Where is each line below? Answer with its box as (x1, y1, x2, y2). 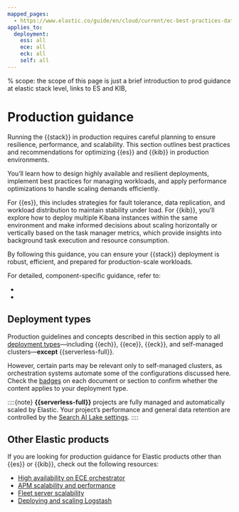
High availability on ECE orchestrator (17, 473, 126, 482)
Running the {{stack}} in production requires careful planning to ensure (7, 133, 216, 141)
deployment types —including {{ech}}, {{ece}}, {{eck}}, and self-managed (7, 339, 223, 348)
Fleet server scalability (17, 489, 85, 498)
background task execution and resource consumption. (7, 236, 169, 245)
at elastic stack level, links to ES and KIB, (7, 83, 127, 93)
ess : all (20, 37, 46, 44)
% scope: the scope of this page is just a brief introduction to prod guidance (7, 76, 231, 85)
